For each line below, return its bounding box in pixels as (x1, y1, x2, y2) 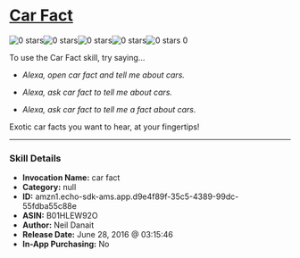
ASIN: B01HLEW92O (21, 211, 98, 221)
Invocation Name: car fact (21, 172, 121, 183)
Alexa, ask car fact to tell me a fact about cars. (21, 104, 196, 114)
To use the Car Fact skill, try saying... (9, 52, 146, 62)
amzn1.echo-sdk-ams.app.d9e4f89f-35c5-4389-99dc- (35, 191, 239, 202)
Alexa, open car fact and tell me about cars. (21, 69, 186, 80)
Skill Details (9, 152, 62, 164)
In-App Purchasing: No (21, 238, 110, 250)
